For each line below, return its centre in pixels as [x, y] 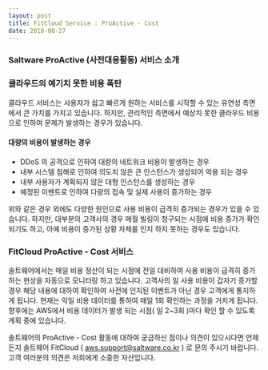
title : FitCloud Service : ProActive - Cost [84, 23]
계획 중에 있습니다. [37, 320]
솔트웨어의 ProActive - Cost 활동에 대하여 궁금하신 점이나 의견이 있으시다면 [126, 338]
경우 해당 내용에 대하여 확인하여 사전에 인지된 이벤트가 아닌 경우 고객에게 [121, 291]
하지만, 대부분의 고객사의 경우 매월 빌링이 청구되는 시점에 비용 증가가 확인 [146, 219]
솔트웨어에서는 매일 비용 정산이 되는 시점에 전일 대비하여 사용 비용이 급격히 [125, 271]
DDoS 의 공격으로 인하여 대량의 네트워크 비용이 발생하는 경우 [114, 162]
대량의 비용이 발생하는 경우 [50, 143]
